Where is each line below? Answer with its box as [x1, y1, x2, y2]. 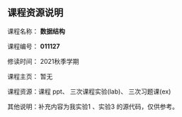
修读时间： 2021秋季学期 [7, 57, 79, 65]
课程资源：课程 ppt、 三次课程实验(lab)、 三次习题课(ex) [7, 87, 171, 96]
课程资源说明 [7, 6, 64, 19]
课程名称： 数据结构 [7, 27, 65, 35]
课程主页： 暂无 [7, 72, 53, 80]
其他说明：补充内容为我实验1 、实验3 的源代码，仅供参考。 [7, 102, 179, 111]
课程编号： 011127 [7, 42, 60, 50]
